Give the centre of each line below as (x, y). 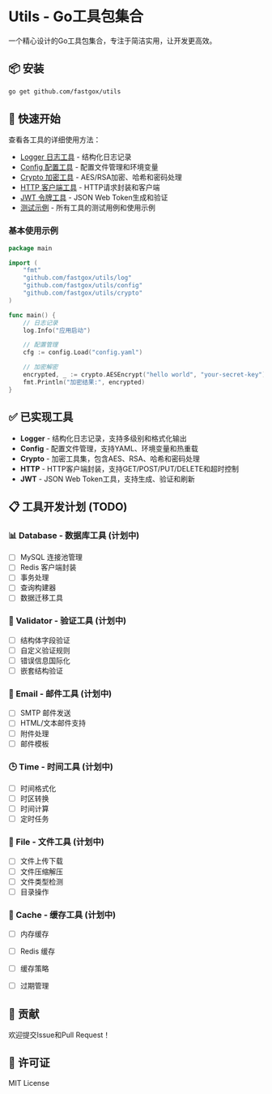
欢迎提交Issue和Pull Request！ (59, 1035)
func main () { (32, 315)
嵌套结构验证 (41, 671)
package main (30, 248)
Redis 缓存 (38, 951)
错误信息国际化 (45, 660)
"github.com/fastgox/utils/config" (83, 286)
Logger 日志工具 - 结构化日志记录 (76, 157)
